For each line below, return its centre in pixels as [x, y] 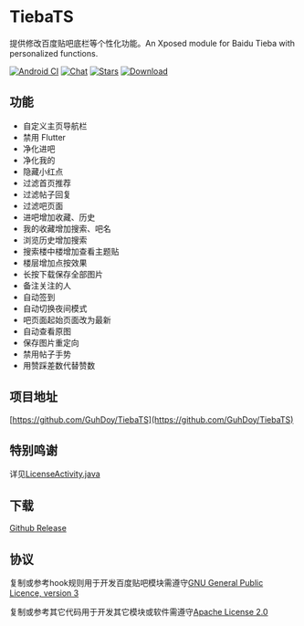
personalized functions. [54, 53]
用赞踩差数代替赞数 [59, 365]
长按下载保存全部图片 [63, 274]
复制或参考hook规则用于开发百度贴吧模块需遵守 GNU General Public [136, 583]
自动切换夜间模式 [55, 308]
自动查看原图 [47, 331]
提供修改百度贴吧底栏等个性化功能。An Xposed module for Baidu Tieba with [152, 43]
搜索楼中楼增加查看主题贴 [71, 251]
